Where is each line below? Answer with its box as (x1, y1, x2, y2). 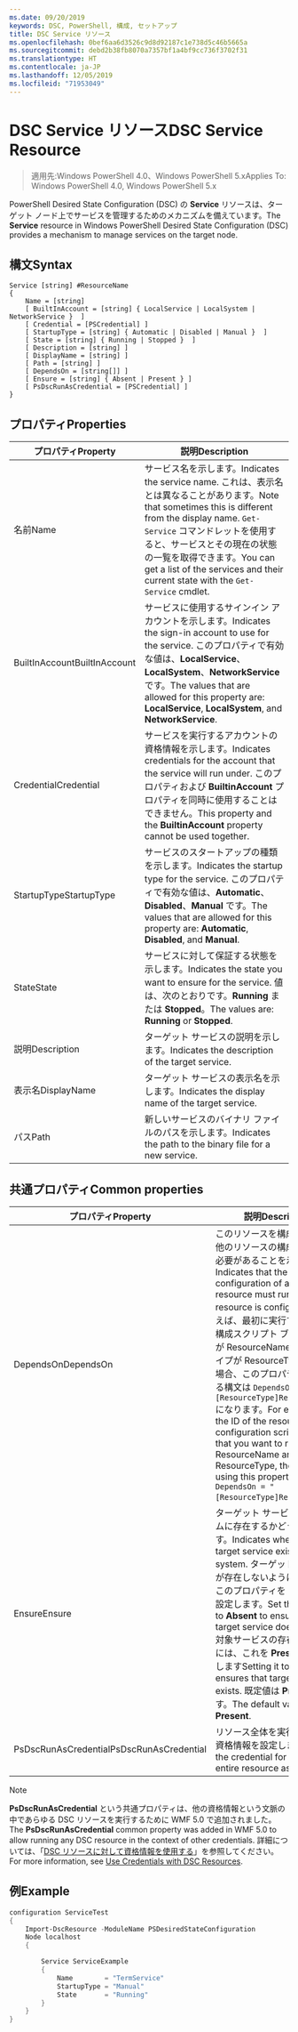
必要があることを (215, 1254, 286, 1266)
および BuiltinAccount (178, 780, 273, 793)
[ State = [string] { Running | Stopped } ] (25, 335, 197, 345)
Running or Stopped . (144, 1015, 233, 1028)
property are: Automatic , (144, 923, 249, 935)
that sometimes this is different (144, 501, 273, 513)
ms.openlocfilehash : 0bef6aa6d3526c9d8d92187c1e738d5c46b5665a (9, 37, 248, 47)
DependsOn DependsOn (13, 1359, 114, 1370)
